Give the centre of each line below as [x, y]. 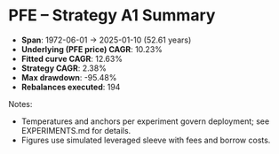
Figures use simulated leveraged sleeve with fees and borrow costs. [146, 140]
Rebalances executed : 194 [71, 87]
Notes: [20, 104]
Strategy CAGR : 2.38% [64, 68]
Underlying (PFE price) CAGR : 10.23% [92, 49]
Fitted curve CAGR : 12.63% [72, 58]
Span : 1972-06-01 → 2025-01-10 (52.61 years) [106, 40]
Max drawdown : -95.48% [69, 77]
